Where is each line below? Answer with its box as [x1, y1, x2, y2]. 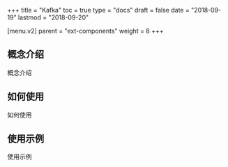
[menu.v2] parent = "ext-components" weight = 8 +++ [7, 27, 164, 35]
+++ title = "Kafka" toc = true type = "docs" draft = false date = [7, 6, 190, 14]
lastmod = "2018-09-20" [17, 13, 89, 22]
